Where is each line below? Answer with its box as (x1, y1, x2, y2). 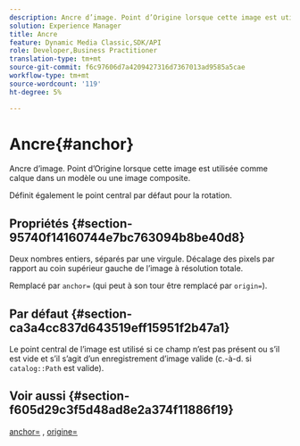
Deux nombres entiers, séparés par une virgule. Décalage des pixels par (9, 253, 275, 264)
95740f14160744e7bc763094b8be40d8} (9, 229, 246, 245)
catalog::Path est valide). (9, 363, 104, 374)
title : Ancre (9, 29, 58, 38)
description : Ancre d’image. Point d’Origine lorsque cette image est (9, 12, 278, 22)
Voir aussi (9, 389, 66, 404)
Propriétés (9, 216, 70, 231)
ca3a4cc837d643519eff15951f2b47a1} (9, 320, 230, 335)
